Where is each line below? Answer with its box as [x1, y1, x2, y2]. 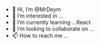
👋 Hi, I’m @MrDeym [12, 6, 61, 13]
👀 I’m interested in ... [12, 12, 64, 19]
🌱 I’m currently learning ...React [12, 19, 91, 26]
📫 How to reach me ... [12, 32, 68, 39]
